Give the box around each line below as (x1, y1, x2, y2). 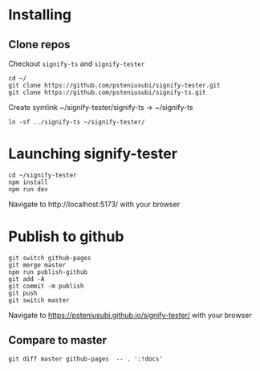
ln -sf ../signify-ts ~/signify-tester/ (8, 118, 146, 126)
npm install (8, 178, 48, 186)
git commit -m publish (8, 282, 84, 290)
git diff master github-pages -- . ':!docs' (8, 355, 163, 363)
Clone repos (8, 38, 71, 51)
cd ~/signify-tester (8, 171, 78, 179)
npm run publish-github (8, 267, 88, 276)
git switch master (8, 296, 70, 304)
